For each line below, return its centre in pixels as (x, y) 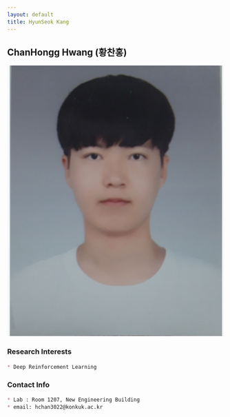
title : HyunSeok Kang (38, 22)
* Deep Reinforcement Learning (52, 367)
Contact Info (29, 385)
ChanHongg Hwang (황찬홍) (67, 52)
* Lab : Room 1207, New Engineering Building (73, 400)
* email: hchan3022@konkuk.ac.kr (55, 407)
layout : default (30, 14)
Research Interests (40, 352)
